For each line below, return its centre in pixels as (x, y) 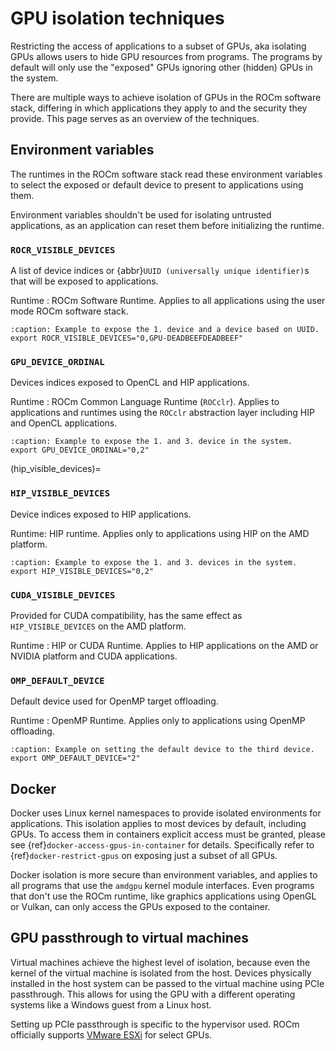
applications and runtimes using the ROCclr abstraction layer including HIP (162, 413)
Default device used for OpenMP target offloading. (114, 701)
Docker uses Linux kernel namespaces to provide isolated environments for (166, 813)
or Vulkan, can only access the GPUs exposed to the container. (140, 907)
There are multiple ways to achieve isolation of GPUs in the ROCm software (166, 97)
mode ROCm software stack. (69, 311)
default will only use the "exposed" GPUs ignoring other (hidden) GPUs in (161, 67)
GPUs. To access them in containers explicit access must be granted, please (168, 834)
